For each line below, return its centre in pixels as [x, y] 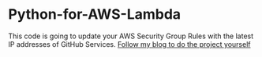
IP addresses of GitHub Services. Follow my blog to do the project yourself [129, 44]
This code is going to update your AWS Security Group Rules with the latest [131, 36]
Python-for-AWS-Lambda [95, 14]
